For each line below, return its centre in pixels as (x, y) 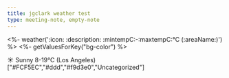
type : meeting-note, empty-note (53, 20)
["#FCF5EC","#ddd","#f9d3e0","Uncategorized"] (76, 67)
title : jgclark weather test (49, 13)
